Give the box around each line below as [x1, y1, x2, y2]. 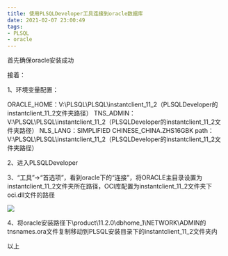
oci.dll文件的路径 [7, 191, 56, 199]
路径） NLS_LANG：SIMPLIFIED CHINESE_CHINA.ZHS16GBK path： [19, 127, 214, 135]
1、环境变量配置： [7, 86, 59, 94]
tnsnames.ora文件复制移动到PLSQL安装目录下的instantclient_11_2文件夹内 [7, 227, 218, 236]
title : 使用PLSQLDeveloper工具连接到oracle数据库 [7, 10, 144, 17]
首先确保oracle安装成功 [7, 56, 74, 65]
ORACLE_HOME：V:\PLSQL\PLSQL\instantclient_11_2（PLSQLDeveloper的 [7, 100, 218, 109]
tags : [7, 23, 23, 30]
